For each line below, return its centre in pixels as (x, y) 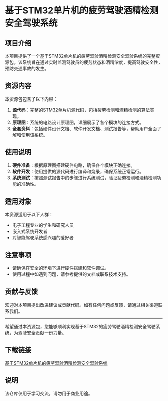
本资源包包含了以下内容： (31, 99)
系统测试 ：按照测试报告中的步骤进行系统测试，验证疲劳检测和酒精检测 (85, 178)
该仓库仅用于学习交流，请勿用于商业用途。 (49, 393)
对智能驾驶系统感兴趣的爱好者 (43, 238)
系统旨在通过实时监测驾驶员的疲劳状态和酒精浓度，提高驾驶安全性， (92, 62)
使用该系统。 (34, 135)
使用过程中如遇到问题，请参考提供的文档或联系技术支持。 (71, 274)
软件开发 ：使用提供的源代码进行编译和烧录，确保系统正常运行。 (78, 171)
